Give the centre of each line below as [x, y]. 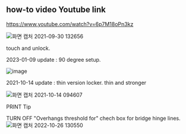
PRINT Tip [19, 107]
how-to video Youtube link [56, 10]
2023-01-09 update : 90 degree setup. [53, 59]
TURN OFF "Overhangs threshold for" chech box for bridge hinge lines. [93, 118]
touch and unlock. [28, 48]
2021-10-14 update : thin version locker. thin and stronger [76, 82]
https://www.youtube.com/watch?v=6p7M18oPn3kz [70, 24]
